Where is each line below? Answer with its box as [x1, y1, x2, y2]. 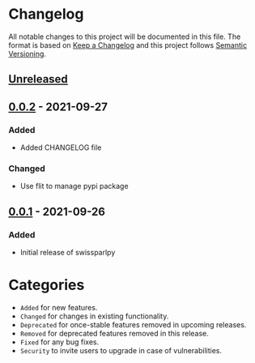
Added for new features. [19, 302, 98, 312]
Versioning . [8, 49, 47, 58]
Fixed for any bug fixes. [19, 337, 100, 347]
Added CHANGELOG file [19, 143, 102, 152]
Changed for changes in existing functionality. [19, 311, 169, 321]
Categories [8, 276, 85, 294]
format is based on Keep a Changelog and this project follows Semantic [8, 40, 248, 49]
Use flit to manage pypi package [19, 181, 129, 191]
